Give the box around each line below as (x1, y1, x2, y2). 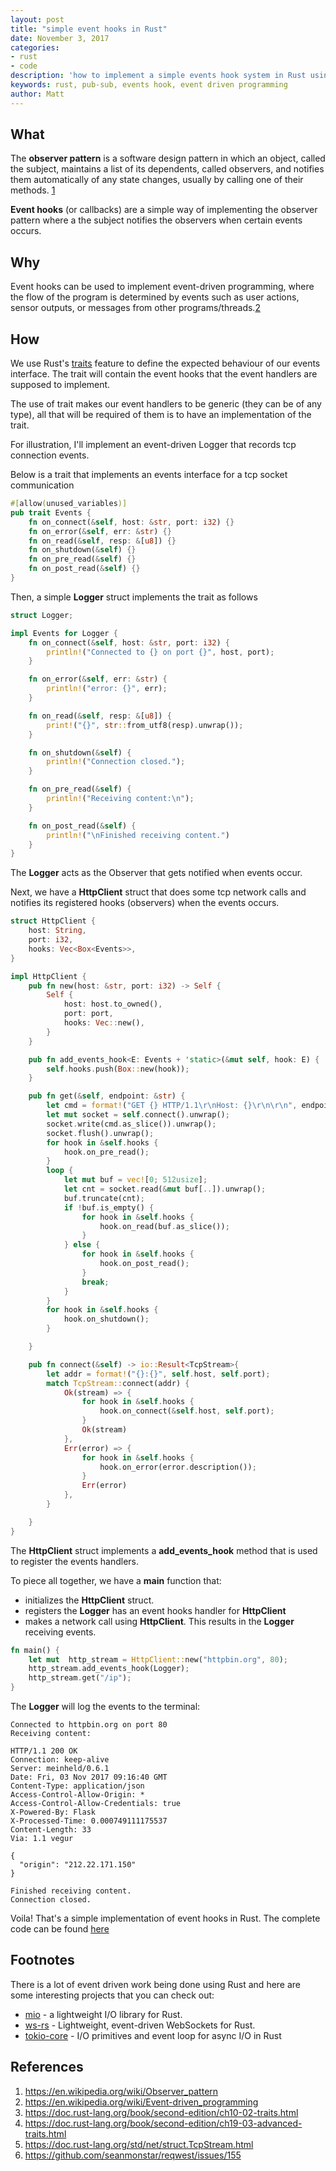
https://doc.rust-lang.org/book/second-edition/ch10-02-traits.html (24, 2106, 299, 2118)
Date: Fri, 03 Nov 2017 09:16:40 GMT (10, 1772, 168, 1783)
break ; (81, 1277, 110, 1287)
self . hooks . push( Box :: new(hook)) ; (46, 1064, 190, 1074)
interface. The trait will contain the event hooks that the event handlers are (10, 368, 318, 380)
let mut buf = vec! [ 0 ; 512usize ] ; (63, 1175, 208, 1185)
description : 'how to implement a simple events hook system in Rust (10, 71, 307, 81)
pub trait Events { (10, 507, 92, 518)
